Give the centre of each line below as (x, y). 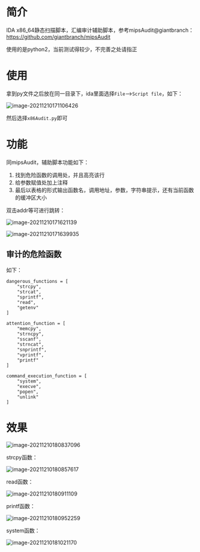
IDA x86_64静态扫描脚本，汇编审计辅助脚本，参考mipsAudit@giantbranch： (100, 30)
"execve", (29, 386)
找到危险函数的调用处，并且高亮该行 (60, 175)
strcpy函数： (22, 457)
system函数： (23, 530)
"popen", (28, 392)
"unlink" (28, 397)
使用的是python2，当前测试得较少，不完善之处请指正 (72, 49)
